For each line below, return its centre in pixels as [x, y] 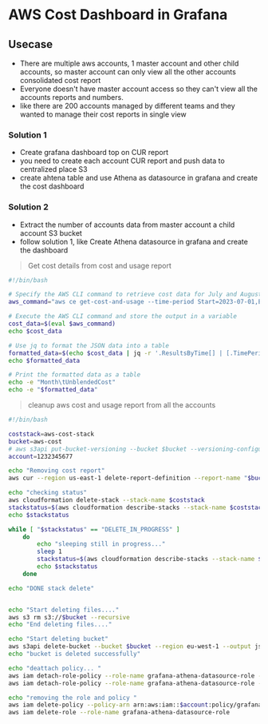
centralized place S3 [53, 169]
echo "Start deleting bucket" [59, 639]
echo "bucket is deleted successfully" [75, 654]
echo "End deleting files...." [60, 625]
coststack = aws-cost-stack [51, 434]
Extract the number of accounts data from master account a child [127, 225]
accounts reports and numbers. [71, 97]
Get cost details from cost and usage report [99, 265]
